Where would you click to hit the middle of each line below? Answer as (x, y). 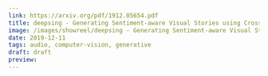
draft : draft (30, 52)
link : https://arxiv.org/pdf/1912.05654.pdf (83, 15)
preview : (23, 60)
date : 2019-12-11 (37, 38)
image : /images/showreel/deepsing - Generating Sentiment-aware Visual (130, 30)
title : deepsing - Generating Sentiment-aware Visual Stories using (124, 23)
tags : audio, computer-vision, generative (80, 45)
